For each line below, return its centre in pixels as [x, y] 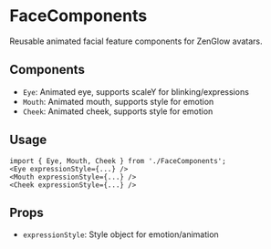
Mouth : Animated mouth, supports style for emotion [118, 101]
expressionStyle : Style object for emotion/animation [120, 234]
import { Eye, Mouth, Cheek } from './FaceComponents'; [118, 161]
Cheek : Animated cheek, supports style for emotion [118, 111]
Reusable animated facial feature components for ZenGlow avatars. [136, 41]
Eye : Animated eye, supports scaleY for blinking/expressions [135, 91]
